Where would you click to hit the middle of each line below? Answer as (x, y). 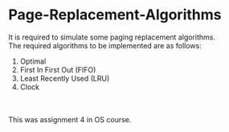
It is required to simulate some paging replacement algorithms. (112, 37)
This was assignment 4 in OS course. (70, 119)
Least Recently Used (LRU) (65, 78)
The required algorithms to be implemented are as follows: (105, 45)
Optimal (33, 61)
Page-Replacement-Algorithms (115, 15)
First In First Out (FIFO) (58, 69)
